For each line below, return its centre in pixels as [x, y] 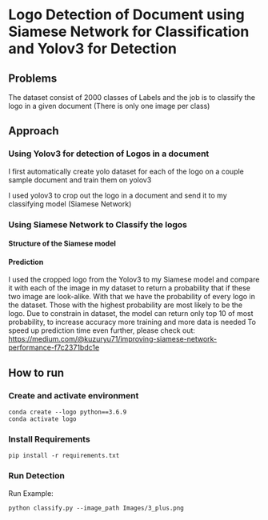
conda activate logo [43, 419]
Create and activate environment [74, 395]
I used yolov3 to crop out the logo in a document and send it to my [118, 195]
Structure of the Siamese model [62, 244]
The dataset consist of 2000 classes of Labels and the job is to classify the [132, 97]
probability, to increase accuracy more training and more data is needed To [132, 322]
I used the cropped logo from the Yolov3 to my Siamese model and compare [134, 280]
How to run [36, 372]
